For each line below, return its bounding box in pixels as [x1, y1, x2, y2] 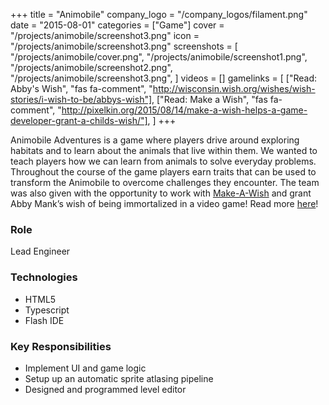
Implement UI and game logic [24, 362, 147, 374]
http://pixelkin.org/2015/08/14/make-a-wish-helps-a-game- [61, 104, 308, 116]
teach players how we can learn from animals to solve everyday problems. [10, 155, 317, 167]
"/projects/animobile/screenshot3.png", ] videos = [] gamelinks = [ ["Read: [10, 72, 318, 84]
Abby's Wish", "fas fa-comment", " [10, 83, 153, 94]
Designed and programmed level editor [24, 383, 187, 395]
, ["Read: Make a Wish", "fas [151, 94, 268, 105]
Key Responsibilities [10, 339, 112, 353]
